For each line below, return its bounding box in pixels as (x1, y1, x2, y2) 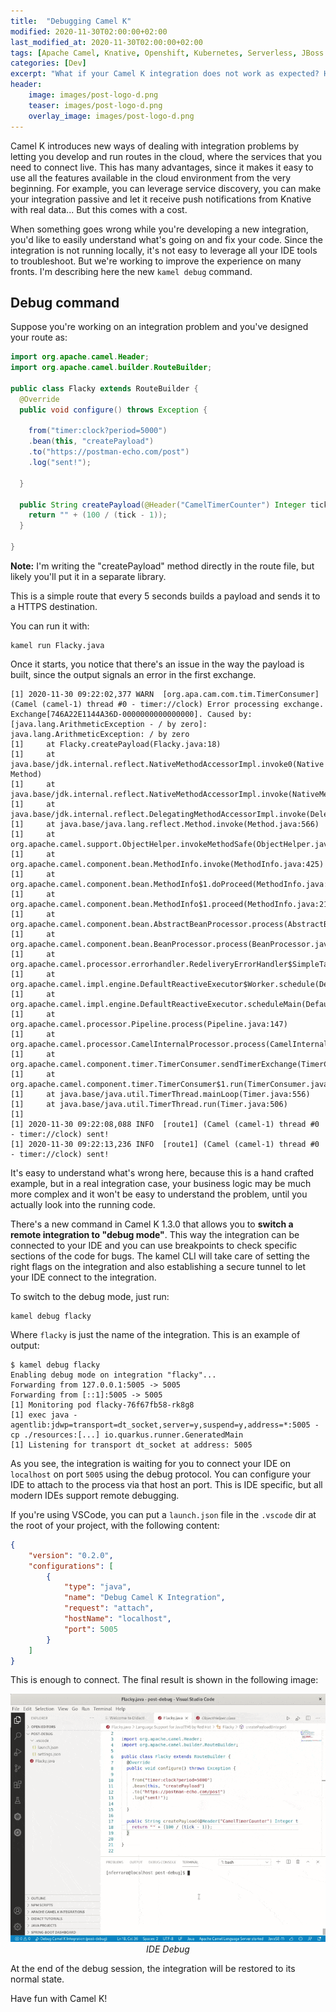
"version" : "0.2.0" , (28, 1550, 114, 1560)
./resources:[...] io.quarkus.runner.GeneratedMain (23, 1430, 244, 1440)
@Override (19, 394, 60, 404)
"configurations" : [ (28, 1561, 114, 1571)
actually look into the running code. (10, 1198, 156, 1210)
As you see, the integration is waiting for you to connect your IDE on (10, 1457, 291, 1469)
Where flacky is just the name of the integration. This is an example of (10, 1328, 301, 1340)
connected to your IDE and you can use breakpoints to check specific (10, 1239, 298, 1251)
